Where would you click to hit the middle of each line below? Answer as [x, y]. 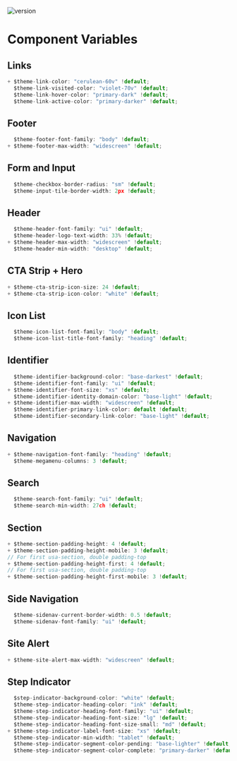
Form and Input [41, 168]
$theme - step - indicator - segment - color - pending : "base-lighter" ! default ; [123, 744]
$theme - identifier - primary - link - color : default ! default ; [101, 409]
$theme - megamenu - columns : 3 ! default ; [71, 461]
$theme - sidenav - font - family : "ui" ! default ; [80, 621]
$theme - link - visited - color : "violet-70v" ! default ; [91, 88]
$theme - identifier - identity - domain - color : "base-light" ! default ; [113, 396]
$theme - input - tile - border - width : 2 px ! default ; [85, 191]
